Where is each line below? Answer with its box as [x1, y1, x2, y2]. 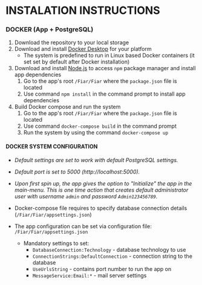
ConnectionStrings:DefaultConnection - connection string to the [32, 252, 193, 260]
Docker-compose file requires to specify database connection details [14, 204, 187, 212]
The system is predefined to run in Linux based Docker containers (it [23, 52, 195, 59]
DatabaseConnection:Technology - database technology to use [32, 246, 186, 253]
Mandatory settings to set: [23, 240, 90, 247]
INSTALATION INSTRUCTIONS [5, 4, 161, 18]
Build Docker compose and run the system [14, 103, 121, 111]
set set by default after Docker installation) [23, 58, 130, 65]
